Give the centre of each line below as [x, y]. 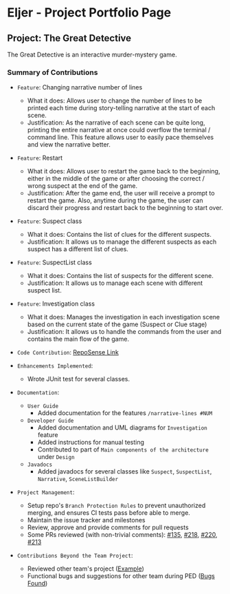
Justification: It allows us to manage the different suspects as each [122, 242]
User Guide [43, 406]
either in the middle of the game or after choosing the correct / [116, 179]
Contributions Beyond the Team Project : [75, 555]
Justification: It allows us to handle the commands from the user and [124, 332]
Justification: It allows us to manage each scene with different [115, 283]
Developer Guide [50, 421]
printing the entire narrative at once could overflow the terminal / [119, 130]
